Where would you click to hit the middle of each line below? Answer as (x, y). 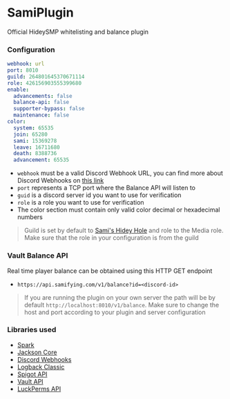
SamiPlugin (40, 13)
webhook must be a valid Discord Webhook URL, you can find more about (120, 173)
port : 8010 (23, 70)
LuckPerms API (39, 389)
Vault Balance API (38, 256)
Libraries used (32, 330)
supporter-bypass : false (49, 109)
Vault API (30, 381)
